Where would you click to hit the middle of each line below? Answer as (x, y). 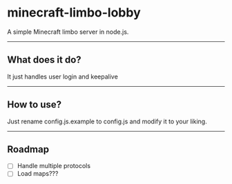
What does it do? (44, 60)
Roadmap (28, 149)
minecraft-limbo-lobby (74, 13)
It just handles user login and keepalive (63, 76)
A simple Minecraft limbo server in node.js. (68, 32)
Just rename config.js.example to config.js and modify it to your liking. (107, 121)
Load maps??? (38, 174)
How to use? (35, 105)
